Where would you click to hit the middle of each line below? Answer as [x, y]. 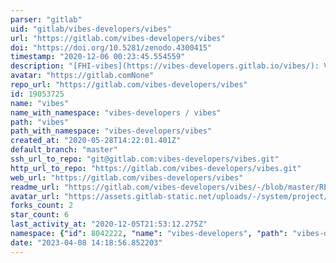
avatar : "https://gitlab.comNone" [82, 76]
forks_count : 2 [42, 206]
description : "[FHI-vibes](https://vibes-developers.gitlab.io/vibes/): [165, 66]
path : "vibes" [40, 122]
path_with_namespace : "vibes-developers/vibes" [111, 131]
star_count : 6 [40, 215]
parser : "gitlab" [46, 19]
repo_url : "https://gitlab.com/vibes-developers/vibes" [129, 85]
